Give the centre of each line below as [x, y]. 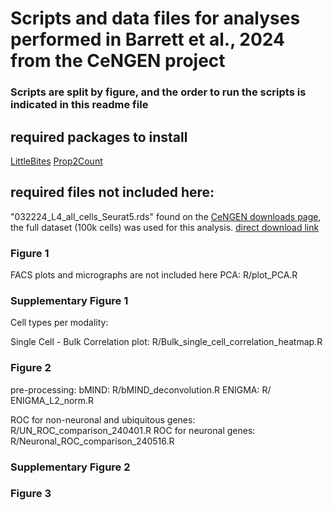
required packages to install [99, 137]
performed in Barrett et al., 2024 [147, 39]
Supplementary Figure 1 [69, 300]
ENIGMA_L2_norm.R [52, 400]
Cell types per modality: [59, 323]
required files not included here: [112, 192]
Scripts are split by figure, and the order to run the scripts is [158, 92]
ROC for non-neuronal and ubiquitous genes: [103, 419]
